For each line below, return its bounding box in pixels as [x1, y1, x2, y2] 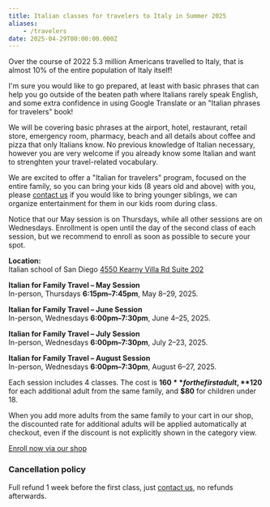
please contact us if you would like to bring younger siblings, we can [8, 190, 238, 200]
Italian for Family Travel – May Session [8, 281, 140, 290]
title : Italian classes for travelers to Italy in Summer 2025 [8, 11, 227, 20]
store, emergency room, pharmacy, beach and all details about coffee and [8, 131, 255, 141]
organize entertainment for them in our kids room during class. [8, 199, 217, 208]
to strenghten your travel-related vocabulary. [8, 157, 158, 167]
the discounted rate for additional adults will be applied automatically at [8, 419, 247, 429]
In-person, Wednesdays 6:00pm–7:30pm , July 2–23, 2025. [8, 337, 208, 347]
